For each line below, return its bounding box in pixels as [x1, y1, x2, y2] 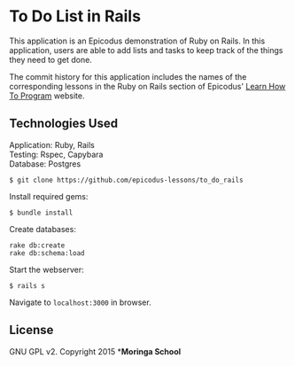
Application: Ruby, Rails [9, 139, 95, 150]
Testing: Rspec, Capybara [9, 149, 104, 160]
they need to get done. [9, 54, 93, 65]
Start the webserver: [9, 264, 84, 275]
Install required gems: [9, 191, 89, 201]
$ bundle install [9, 208, 74, 217]
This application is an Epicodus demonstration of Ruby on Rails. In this [9, 35, 266, 46]
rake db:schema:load [9, 248, 86, 258]
